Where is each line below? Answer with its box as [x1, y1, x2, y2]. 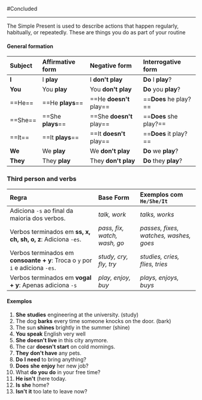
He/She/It [140, 198, 168, 205]
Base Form [98, 193, 129, 202]
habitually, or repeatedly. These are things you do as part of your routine [7, 29, 186, 35]
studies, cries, [140, 252, 179, 260]
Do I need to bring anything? [15, 355, 86, 363]
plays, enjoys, [140, 273, 179, 282]
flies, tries [140, 260, 168, 268]
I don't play [89, 75, 123, 84]
